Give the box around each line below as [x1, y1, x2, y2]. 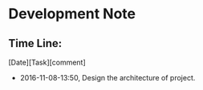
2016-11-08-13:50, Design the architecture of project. [19, 73, 196, 82]
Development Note [8, 5, 136, 23]
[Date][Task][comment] [8, 57, 86, 67]
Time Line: [8, 37, 63, 50]
